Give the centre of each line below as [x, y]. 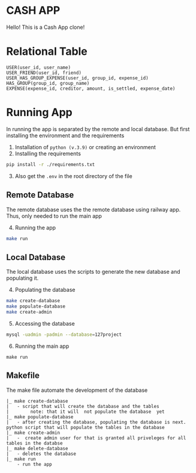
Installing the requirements [48, 153]
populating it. [22, 278]
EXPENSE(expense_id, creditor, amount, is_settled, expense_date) [91, 88]
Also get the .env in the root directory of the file [74, 176]
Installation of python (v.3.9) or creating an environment [85, 147]
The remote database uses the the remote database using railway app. [94, 209]
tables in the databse [34, 443]
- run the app [34, 464]
